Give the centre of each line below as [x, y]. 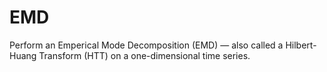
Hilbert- [301, 45]
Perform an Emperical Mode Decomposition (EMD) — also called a [146, 45]
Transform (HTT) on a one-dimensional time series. [144, 55]
